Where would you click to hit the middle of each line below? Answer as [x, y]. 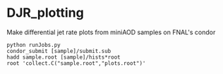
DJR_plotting [45, 13]
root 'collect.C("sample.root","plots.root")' [76, 63]
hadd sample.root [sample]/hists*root [64, 57]
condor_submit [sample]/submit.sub [59, 51]
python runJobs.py [34, 45]
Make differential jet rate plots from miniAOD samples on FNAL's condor [111, 32]
